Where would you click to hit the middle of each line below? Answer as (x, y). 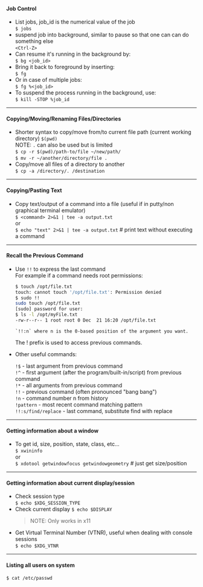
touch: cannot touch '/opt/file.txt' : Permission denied (88, 292)
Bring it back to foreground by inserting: (65, 67)
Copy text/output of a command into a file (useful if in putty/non (94, 204)
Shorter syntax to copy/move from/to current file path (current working (103, 132)
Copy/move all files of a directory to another (70, 164)
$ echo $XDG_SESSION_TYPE (47, 503)
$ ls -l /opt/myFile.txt (46, 315)
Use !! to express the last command (60, 269)
